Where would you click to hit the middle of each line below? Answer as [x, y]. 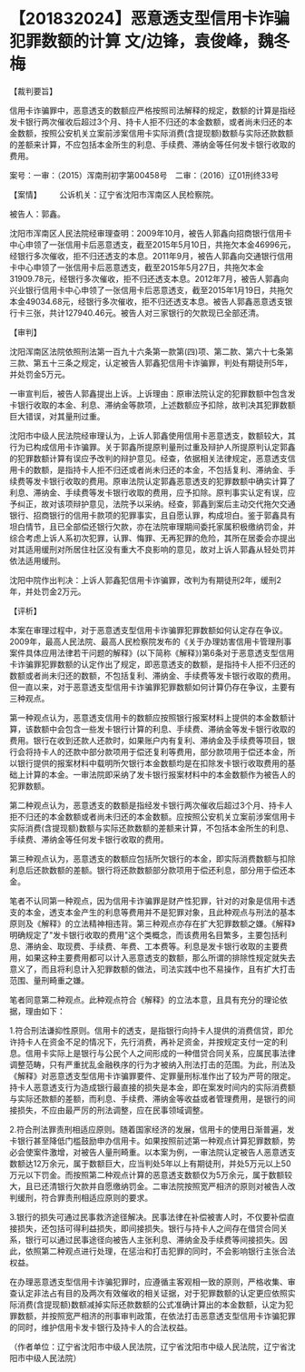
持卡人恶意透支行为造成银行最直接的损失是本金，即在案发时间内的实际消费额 [152, 1087]
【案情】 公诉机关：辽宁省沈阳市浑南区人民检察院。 [114, 194]
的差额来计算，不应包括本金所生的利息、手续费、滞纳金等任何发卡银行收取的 [152, 144]
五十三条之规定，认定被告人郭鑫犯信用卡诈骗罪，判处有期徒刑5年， [167, 363]
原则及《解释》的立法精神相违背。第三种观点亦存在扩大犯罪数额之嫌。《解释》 [152, 923]
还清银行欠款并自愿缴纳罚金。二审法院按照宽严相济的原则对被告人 [164, 1186]
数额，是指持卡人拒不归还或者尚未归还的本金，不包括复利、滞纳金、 [160, 469]
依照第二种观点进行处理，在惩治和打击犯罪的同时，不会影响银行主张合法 [160, 1251]
